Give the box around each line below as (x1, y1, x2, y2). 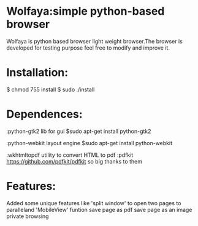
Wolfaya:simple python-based (6, 4, 165, 18)
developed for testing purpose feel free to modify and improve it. (6, 44, 170, 51)
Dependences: (6, 107, 83, 121)
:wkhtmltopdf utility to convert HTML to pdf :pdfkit (6, 151, 134, 159)
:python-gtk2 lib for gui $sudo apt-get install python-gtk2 (6, 127, 151, 135)
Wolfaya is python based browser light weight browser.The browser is (6, 37, 183, 45)
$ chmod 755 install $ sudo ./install (6, 86, 95, 93)
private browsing (6, 213, 49, 220)
